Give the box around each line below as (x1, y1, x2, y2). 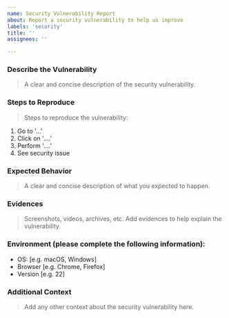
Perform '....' (17, 141, 52, 149)
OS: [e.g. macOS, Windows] (17, 255, 97, 263)
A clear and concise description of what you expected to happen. (23, 182, 210, 190)
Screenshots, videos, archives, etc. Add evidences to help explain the (23, 215, 222, 223)
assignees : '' (7, 36, 48, 43)
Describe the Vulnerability (7, 65, 97, 75)
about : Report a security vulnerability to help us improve (7, 17, 184, 24)
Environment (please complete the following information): (7, 239, 206, 249)
